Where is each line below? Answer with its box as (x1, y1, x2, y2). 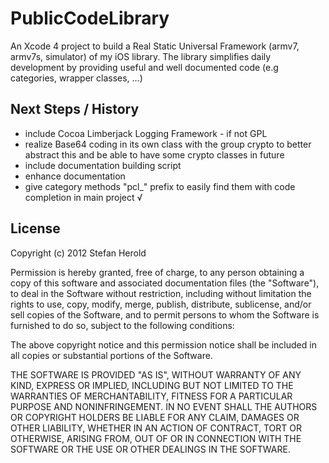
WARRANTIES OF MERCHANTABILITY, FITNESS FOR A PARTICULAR (10, 390, 293, 402)
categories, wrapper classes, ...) (10, 72, 143, 84)
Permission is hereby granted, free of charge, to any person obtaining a (10, 266, 305, 278)
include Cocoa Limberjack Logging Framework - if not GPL (24, 127, 268, 139)
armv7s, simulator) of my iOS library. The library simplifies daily (10, 50, 272, 62)
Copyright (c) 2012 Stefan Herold (10, 247, 147, 259)
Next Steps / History (10, 101, 140, 118)
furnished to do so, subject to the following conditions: (10, 319, 235, 331)
